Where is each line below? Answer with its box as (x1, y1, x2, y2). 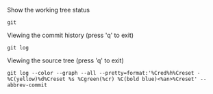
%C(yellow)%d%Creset (7, 75, 66, 82)
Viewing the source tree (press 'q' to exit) (7, 56, 125, 64)
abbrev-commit (7, 82, 48, 89)
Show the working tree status (7, 6, 90, 14)
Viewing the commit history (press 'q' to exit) (7, 31, 134, 39)
